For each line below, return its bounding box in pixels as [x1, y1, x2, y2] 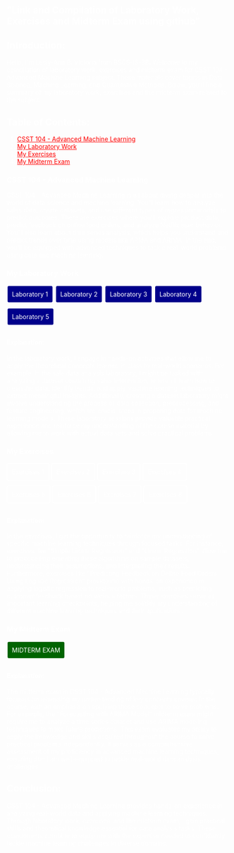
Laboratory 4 [159, 290, 197, 298]
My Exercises [16, 150, 56, 159]
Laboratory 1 [12, 290, 49, 298]
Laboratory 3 [109, 290, 147, 298]
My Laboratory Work [16, 143, 77, 151]
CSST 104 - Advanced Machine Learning [16, 135, 136, 143]
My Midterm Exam [16, 157, 70, 166]
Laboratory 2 [60, 290, 98, 298]
